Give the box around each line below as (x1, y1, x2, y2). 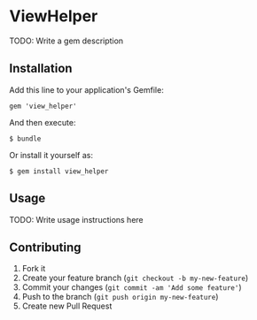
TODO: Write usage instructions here (9, 214, 144, 225)
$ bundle (9, 134, 42, 143)
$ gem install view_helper (9, 166, 109, 176)
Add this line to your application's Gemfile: (9, 84, 164, 95)
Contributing (9, 240, 82, 255)
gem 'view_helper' (9, 102, 77, 110)
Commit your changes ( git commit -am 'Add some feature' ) (21, 282, 242, 293)
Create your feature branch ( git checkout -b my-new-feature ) (21, 272, 249, 284)
